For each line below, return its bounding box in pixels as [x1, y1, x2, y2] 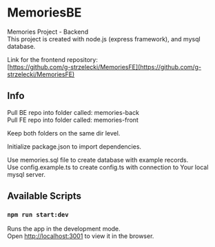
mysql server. [7, 170, 46, 178]
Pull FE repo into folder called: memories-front [7, 116, 139, 124]
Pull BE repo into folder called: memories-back [7, 108, 140, 116]
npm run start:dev [7, 211, 69, 219]
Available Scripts [7, 191, 81, 202]
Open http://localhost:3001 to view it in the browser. [7, 232, 154, 240]
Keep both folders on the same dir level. [7, 129, 121, 137]
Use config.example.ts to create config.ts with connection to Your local [7, 163, 209, 171]
